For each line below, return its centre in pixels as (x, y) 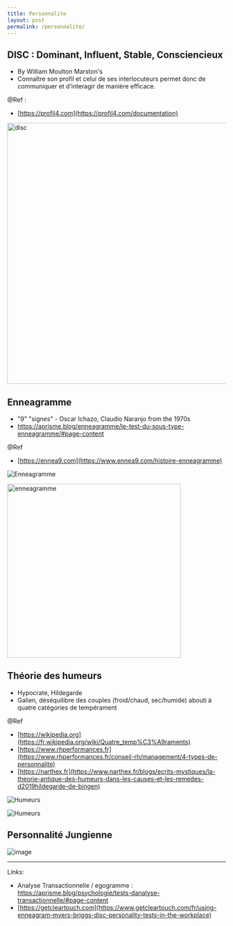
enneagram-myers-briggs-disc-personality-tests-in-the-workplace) (114, 915)
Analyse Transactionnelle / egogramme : (75, 885)
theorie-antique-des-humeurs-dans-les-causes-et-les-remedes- (111, 779)
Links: (16, 872)
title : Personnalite (37, 14)
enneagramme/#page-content (60, 433)
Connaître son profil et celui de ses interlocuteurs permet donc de (111, 79)
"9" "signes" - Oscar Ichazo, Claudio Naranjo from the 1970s (104, 419)
